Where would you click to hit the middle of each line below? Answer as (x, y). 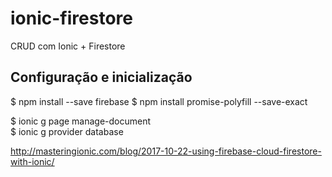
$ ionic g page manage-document (81, 121)
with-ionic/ (32, 161)
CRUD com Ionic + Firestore (68, 46)
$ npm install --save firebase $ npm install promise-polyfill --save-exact (159, 101)
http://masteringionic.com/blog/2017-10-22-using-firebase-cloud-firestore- (166, 151)
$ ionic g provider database (67, 131)
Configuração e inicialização (101, 77)
